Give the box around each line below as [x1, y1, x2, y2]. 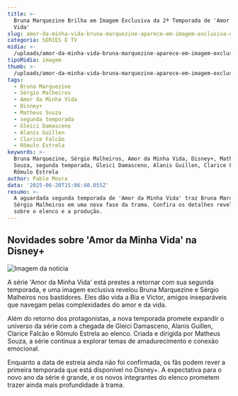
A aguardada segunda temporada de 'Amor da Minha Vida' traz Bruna [13, 195, 217, 202]
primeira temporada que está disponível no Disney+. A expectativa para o [7, 366, 222, 374]
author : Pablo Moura [7, 175, 69, 182]
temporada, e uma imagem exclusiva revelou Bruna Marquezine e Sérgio [7, 285, 220, 294]
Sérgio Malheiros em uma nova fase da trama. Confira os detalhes [13, 201, 214, 209]
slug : [7, 30, 23, 38]
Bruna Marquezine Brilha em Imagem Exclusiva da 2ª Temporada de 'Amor [13, 17, 230, 24]
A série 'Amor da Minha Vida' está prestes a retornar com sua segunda [7, 278, 214, 286]
